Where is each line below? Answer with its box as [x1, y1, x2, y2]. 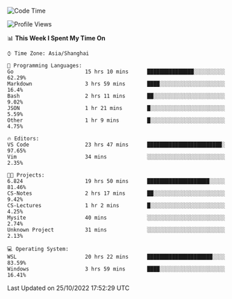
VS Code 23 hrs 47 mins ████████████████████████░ [7, 141, 226, 148]
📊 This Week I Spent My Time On [7, 34, 106, 42]
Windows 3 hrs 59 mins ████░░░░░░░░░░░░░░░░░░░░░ [7, 266, 226, 273]
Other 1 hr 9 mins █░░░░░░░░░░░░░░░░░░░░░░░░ [7, 117, 226, 124]
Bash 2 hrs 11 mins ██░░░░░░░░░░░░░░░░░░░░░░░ [7, 92, 226, 99]
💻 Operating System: [7, 245, 69, 252]
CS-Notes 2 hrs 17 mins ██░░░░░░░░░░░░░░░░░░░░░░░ [7, 190, 226, 197]
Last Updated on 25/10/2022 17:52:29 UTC [7, 284, 130, 292]
